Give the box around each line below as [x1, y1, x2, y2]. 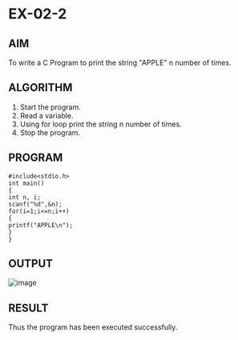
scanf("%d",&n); [8, 200, 63, 208]
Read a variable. [19, 110, 74, 120]
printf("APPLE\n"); [8, 221, 74, 229]
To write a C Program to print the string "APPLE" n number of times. [8, 58, 232, 67]
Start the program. [19, 102, 82, 112]
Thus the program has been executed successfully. [8, 322, 178, 332]
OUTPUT [8, 257, 54, 270]
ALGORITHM [8, 81, 73, 94]
